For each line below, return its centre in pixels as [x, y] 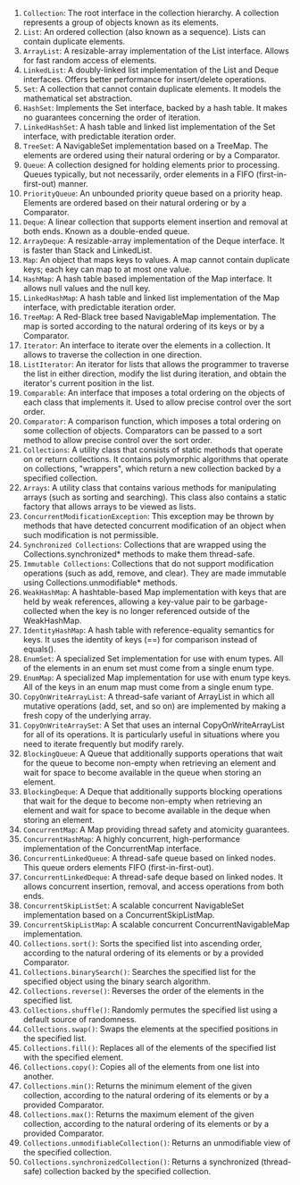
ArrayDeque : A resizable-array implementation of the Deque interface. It [154, 241]
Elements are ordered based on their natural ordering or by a [134, 203]
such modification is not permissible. [91, 535]
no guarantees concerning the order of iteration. [112, 117]
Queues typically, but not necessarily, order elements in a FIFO [138, 174]
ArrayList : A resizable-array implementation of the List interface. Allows [156, 51]
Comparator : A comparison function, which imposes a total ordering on [152, 421]
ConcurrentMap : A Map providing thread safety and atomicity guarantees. [156, 829]
